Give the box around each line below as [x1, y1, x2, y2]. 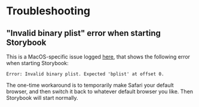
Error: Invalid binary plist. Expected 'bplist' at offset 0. [6, 71, 164, 77]
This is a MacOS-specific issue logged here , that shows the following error [6, 53, 190, 60]
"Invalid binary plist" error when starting [6, 28, 161, 38]
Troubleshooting [6, 4, 91, 18]
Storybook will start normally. [6, 94, 79, 101]
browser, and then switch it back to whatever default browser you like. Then [6, 88, 193, 95]
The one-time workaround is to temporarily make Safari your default [6, 82, 174, 88]
